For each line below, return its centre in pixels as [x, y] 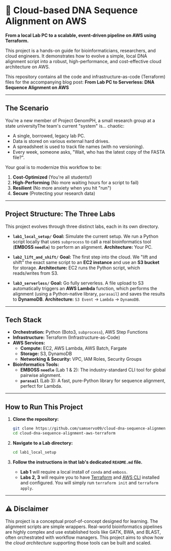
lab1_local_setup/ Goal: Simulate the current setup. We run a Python [85, 236]
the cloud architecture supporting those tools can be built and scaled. [78, 543]
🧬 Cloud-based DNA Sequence [72, 10]
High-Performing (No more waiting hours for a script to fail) [76, 182]
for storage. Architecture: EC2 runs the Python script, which [76, 268]
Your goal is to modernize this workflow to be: [53, 167]
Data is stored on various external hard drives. [61, 141]
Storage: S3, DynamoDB [46, 354]
